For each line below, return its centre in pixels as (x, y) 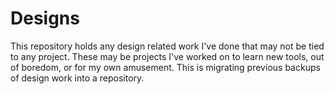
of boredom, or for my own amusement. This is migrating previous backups (165, 67)
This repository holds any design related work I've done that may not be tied (167, 46)
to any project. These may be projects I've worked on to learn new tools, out (167, 56)
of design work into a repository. (77, 78)
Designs (45, 18)
